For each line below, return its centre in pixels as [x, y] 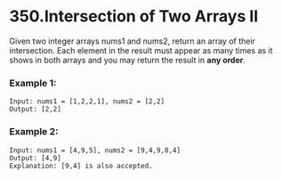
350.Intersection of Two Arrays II [134, 16]
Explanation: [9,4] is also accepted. [81, 166]
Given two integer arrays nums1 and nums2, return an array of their [133, 41]
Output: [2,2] [36, 110]
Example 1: [33, 83]
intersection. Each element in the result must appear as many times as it [141, 50]
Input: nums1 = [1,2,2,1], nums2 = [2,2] [87, 102]
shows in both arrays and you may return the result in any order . [128, 60]
